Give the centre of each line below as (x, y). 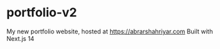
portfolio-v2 (42, 13)
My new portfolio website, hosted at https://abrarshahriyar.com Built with (110, 31)
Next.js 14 (21, 38)
